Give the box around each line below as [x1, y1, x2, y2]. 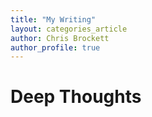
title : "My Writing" [10, 14, 97, 25]
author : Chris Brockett [10, 33, 110, 43]
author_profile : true [10, 42, 101, 53]
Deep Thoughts [10, 86, 142, 108]
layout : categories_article [10, 24, 128, 34]
